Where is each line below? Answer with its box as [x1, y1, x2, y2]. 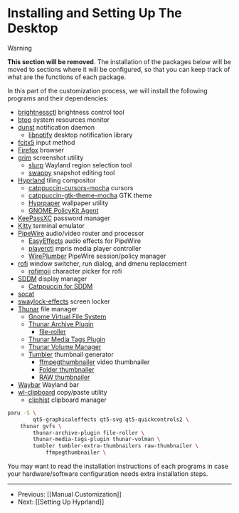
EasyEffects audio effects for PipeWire [28, 237, 142, 245]
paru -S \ [7, 409, 37, 416]
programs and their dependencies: [7, 94, 109, 103]
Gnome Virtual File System [28, 312, 107, 321]
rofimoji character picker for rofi [28, 266, 122, 275]
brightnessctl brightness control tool [17, 108, 124, 116]
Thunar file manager [17, 304, 78, 313]
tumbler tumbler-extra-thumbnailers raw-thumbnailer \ [33, 442, 199, 450]
